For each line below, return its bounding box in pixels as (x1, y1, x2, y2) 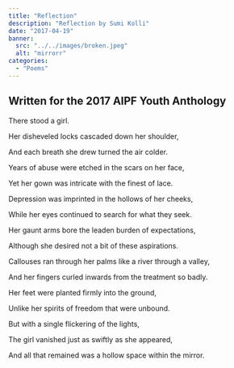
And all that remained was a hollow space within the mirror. (8, 350, 205, 360)
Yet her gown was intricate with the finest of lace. (8, 178, 173, 188)
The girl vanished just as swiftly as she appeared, (8, 334, 173, 344)
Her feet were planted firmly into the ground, (8, 287, 157, 297)
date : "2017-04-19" (8, 27, 74, 35)
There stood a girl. (8, 115, 70, 125)
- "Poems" (15, 65, 48, 73)
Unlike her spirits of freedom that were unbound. (8, 303, 171, 313)
